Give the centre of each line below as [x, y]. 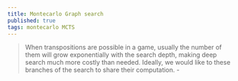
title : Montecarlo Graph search [55, 14]
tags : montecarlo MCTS [41, 27]
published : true [31, 21]
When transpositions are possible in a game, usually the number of [123, 48]
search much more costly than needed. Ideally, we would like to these [128, 63]
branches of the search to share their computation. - [102, 70]
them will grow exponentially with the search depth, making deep [121, 55]
